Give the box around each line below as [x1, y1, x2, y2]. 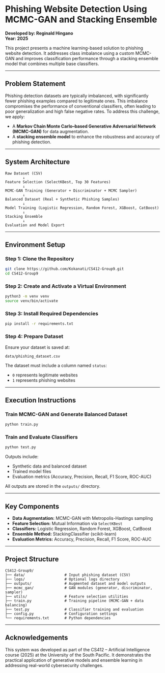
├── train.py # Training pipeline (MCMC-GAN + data [5, 598, 144, 603]
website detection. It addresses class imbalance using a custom [5, 50, 135, 56]
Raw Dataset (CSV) [5, 171, 43, 176]
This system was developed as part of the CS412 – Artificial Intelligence [5, 646, 150, 652]
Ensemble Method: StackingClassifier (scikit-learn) [12, 531, 117, 537]
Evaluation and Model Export [5, 223, 65, 228]
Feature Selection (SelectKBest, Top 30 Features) [5, 179, 111, 184]
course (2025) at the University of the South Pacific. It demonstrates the [5, 652, 151, 658]
